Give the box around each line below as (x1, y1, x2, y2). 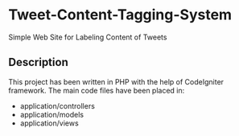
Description (8, 56, 68, 69)
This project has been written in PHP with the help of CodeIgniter (8, 76, 224, 86)
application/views (19, 118, 79, 128)
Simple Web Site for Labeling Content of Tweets (8, 32, 167, 42)
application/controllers (19, 101, 95, 110)
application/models (19, 109, 84, 119)
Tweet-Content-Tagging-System (8, 6, 232, 24)
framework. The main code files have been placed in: (8, 85, 185, 95)
